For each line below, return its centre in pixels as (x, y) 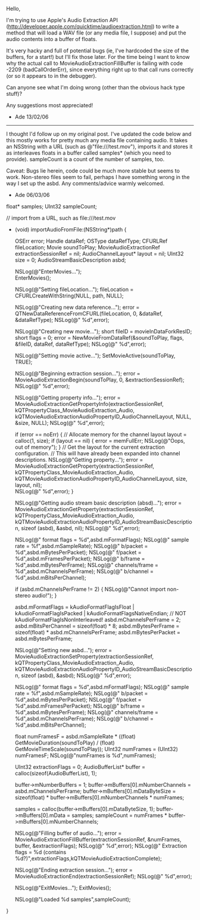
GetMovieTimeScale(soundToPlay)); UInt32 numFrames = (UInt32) (96, 749)
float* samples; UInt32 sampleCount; (51, 206)
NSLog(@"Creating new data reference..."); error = (77, 307)
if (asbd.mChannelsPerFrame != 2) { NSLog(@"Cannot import (90, 589)
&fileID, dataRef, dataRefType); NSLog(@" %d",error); (81, 344)
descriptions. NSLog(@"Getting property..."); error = (79, 460)
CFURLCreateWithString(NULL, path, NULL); (69, 296)
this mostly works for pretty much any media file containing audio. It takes (97, 140)
